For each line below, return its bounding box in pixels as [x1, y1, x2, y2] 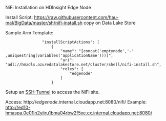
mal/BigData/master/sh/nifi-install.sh [5, 20, 83, 26]
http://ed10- [5, 105, 31, 110]
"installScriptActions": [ [42, 39, 100, 45]
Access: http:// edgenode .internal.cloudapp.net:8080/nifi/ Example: [5, 99, 147, 105]
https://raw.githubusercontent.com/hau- [34, 14, 119, 20]
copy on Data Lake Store [84, 20, 136, 26]
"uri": [60, 57, 74, 63]
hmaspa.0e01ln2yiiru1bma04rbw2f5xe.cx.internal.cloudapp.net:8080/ [5, 110, 153, 116]
